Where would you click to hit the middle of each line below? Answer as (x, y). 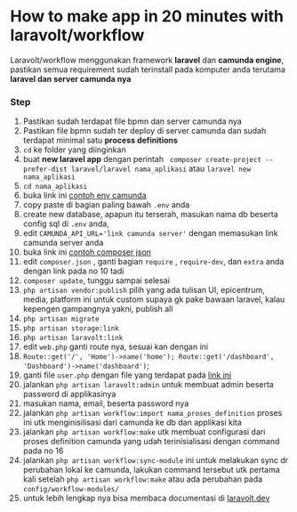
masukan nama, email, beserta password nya (106, 403)
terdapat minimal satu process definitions (100, 141)
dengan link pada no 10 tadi (73, 271)
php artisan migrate (61, 319)
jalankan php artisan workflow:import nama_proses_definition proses (153, 413)
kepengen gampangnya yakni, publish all (98, 309)
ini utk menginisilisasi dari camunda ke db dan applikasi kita (132, 423)
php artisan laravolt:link (73, 338)
